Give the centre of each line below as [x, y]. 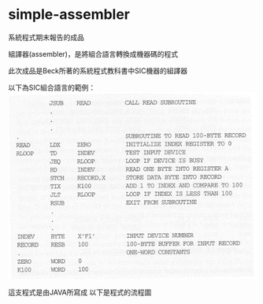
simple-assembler [69, 15]
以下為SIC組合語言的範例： [52, 87]
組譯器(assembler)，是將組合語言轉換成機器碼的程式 [93, 54]
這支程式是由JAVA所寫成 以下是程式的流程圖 [80, 292]
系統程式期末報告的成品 [46, 37]
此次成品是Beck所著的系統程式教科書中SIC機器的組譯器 [98, 70]
